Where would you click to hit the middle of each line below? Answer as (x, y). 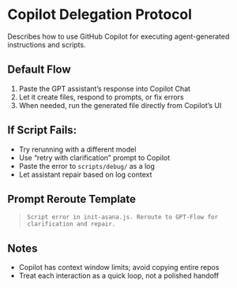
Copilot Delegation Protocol (100, 15)
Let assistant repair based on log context (85, 174)
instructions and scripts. (47, 44)
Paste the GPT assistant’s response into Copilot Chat (105, 88)
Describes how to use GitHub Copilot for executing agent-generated (118, 36)
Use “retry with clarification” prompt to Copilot (94, 157)
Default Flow (39, 70)
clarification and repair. (71, 224)
